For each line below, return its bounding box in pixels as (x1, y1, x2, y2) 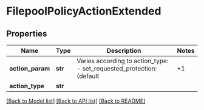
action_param (9, 64, 50, 72)
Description (106, 47, 141, 55)
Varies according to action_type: (76, 57, 169, 65)
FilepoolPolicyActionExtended (6, 4, 161, 18)
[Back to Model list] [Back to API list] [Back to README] (6, 97, 146, 105)
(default (76, 72, 100, 80)
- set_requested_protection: (76, 64, 157, 72)
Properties (6, 29, 47, 39)
